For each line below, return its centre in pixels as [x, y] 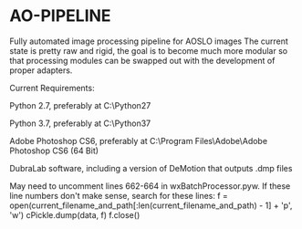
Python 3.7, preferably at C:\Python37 [80, 123]
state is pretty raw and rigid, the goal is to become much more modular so [149, 50]
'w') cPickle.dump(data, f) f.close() [75, 214]
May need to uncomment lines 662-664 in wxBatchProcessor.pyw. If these [150, 186]
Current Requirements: [52, 88]
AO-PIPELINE [60, 16]
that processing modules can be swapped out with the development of [142, 60]
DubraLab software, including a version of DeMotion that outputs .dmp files [151, 168]
